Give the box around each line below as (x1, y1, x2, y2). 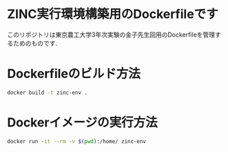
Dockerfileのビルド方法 (7, 66, 141, 82)
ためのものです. (12, 39, 58, 47)
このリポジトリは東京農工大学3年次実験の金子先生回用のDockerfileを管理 (7, 30, 216, 39)
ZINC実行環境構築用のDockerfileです (7, 6, 218, 22)
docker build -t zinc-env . (7, 89, 88, 96)
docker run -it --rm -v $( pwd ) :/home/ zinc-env (7, 137, 147, 145)
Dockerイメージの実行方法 (7, 115, 158, 130)
